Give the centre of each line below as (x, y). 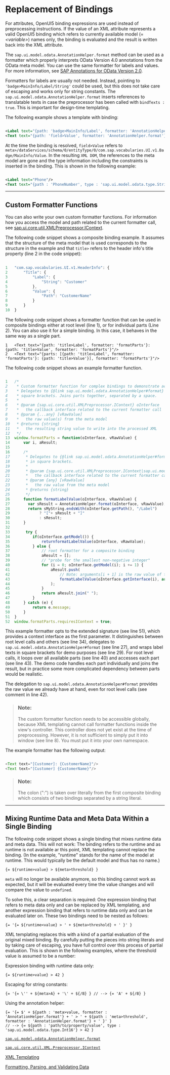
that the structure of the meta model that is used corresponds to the (76, 243)
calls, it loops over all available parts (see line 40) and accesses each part (82, 658)
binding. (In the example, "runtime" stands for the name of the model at (80, 855)
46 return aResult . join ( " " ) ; (52, 593)
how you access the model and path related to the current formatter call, (81, 222)
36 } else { (28, 546)
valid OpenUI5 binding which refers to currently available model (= (75, 34)
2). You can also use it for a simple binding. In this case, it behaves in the (81, 330)
